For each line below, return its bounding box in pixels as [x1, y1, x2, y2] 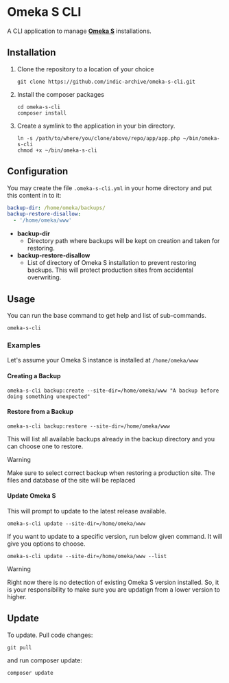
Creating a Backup [7, 371, 61, 380]
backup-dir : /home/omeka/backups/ [7, 204, 106, 211]
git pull [7, 644, 32, 651]
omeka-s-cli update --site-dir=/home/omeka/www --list [7, 553, 167, 559]
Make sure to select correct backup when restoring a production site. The [7, 468, 216, 477]
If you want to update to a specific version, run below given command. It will [7, 532, 223, 540]
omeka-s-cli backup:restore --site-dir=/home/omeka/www [7, 423, 170, 430]
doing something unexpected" [7, 393, 91, 400]
